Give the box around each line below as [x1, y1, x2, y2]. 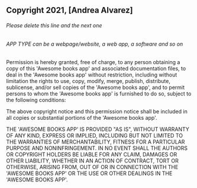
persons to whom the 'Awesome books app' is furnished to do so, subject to [6, 90, 192, 97]
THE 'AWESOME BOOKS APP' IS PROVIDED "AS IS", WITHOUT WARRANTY [6, 126, 189, 133]
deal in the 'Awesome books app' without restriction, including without [6, 71, 177, 78]
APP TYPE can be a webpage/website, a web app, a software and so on [6, 40, 183, 47]
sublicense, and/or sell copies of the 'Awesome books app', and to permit [6, 84, 185, 91]
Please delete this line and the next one [6, 21, 102, 29]
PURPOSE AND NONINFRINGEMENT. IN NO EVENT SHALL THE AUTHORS [6, 145, 188, 152]
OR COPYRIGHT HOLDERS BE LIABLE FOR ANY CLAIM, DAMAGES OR [6, 151, 177, 158]
